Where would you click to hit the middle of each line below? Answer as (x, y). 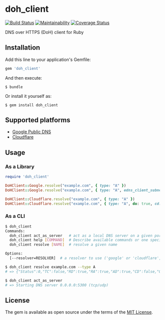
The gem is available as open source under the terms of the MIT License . (79, 312)
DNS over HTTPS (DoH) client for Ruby (44, 32)
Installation (23, 48)
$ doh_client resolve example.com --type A (50, 267)
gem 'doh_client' (23, 68)
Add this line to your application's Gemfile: (48, 59)
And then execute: (24, 78)
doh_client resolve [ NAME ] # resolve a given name (64, 245)
